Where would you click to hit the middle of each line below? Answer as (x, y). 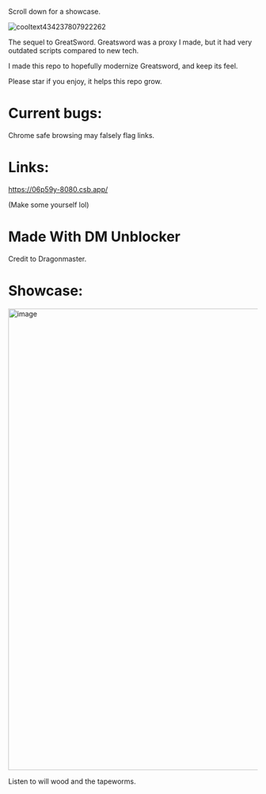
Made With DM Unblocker (94, 237)
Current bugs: (55, 113)
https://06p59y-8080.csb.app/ (58, 189)
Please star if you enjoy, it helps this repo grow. (85, 81)
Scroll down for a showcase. (55, 12)
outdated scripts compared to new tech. (74, 50)
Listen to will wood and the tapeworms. (72, 781)
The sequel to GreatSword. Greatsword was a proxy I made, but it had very (130, 42)
